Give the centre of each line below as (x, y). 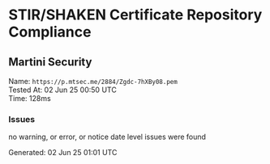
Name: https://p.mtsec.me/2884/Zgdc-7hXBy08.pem (93, 81)
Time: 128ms (30, 98)
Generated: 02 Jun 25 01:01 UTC (63, 153)
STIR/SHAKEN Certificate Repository (135, 15)
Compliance (50, 32)
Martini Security (50, 62)
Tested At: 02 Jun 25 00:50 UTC (63, 90)
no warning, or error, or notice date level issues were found (107, 137)
